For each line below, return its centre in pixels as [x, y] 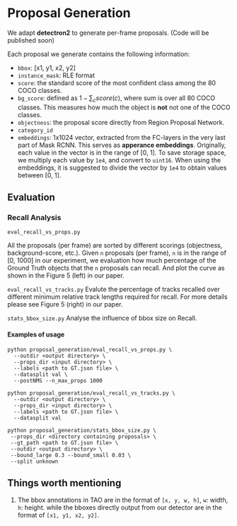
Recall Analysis [34, 218]
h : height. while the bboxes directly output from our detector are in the [120, 508]
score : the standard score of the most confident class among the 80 [117, 82]
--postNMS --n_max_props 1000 [58, 380]
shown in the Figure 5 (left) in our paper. [66, 275]
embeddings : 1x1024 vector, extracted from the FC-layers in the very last [122, 137]
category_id [35, 130]
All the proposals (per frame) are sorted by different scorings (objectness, [115, 246]
